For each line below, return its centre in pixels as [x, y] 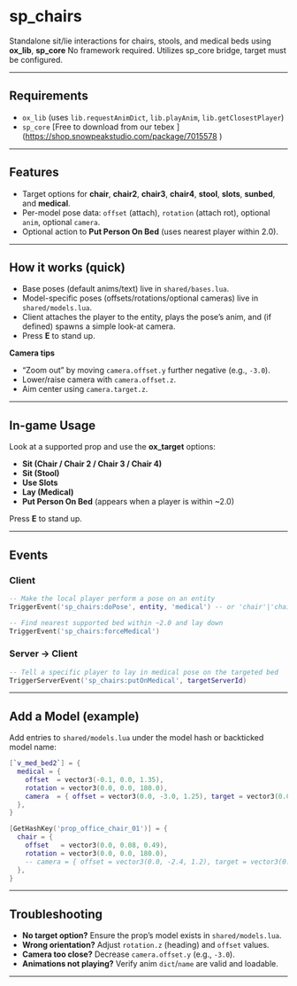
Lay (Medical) [48, 492]
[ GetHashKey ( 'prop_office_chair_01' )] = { [88, 829]
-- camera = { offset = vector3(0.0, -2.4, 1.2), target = [136, 862]
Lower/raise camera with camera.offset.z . [99, 380]
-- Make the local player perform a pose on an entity [112, 599]
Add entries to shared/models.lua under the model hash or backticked [137, 738]
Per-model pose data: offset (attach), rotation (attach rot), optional [146, 212]
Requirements [49, 96]
